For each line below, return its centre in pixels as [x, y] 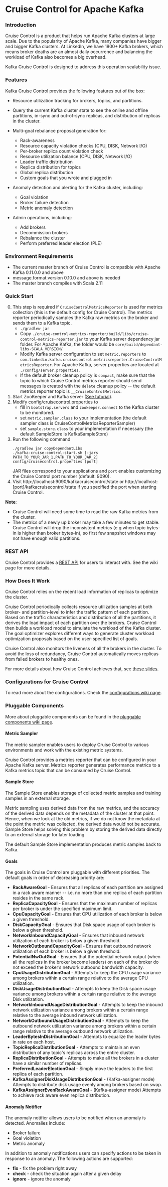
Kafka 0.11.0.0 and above [38, 272]
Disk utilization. [28, 999]
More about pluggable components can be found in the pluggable [73, 716]
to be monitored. [37, 413]
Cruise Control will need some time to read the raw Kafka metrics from [85, 512]
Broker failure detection [44, 202]
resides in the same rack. [38, 898]
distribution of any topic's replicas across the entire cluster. [74, 1053]
